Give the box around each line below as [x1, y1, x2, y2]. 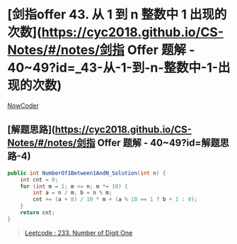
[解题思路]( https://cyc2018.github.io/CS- [7, 123, 192, 135]
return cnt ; [20, 209, 55, 216]
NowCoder [7, 101, 39, 110]
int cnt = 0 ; [20, 176, 59, 183]
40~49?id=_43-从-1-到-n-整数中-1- [7, 60, 218, 76]
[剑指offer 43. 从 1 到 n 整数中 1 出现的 [7, 6, 227, 23]
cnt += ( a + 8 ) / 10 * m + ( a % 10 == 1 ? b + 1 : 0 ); [33, 196, 198, 203]
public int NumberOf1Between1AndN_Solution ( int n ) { [7, 170, 166, 177]
